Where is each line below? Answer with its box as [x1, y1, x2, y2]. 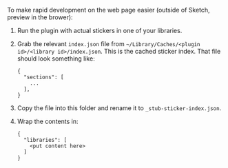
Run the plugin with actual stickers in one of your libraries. [17, 27, 183, 34]
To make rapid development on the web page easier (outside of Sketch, [7, 6, 210, 14]
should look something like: [17, 54, 95, 63]
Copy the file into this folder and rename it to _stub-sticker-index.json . [17, 104, 222, 112]
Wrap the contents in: [17, 117, 79, 125]
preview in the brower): [7, 13, 74, 21]
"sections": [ [23, 74, 64, 81]
